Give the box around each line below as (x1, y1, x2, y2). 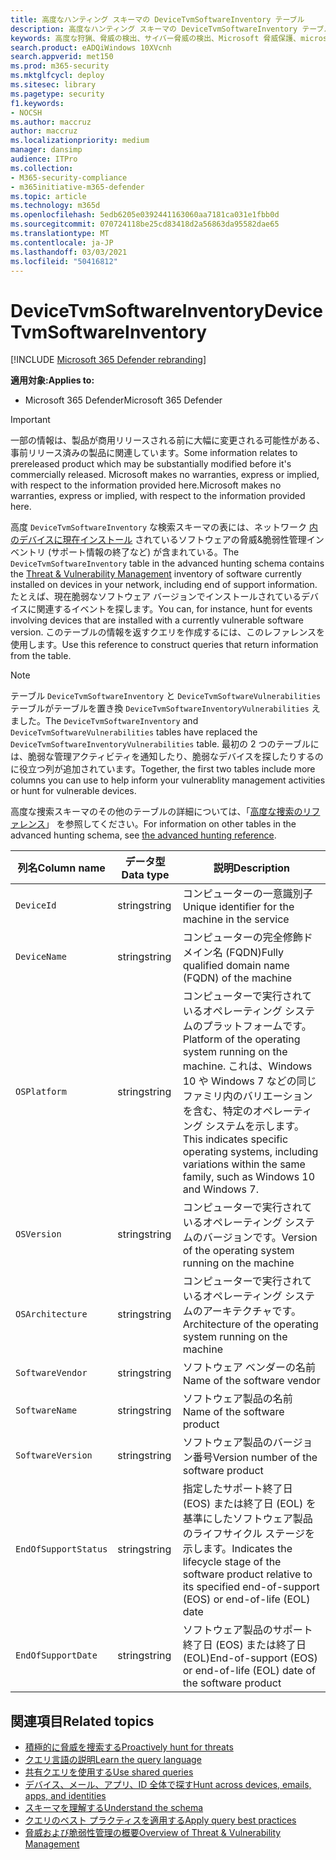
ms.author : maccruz (10, 117, 92, 127)
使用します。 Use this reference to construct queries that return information (10, 639, 319, 651)
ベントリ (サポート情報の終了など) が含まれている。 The (10, 546, 240, 558)
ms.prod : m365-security (10, 61, 110, 71)
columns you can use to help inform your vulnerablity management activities (10, 774, 326, 786)
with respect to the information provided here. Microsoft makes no (10, 479, 282, 491)
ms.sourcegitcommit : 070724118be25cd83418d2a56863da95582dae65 (10, 219, 280, 230)
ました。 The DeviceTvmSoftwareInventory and (10, 715, 199, 727)
